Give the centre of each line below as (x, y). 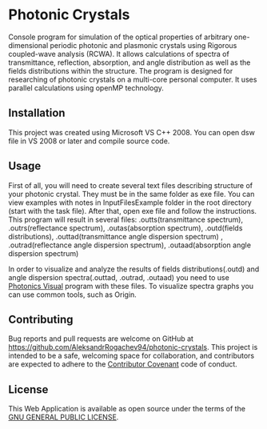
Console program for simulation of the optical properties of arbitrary (120, 37)
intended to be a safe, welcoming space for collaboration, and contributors (131, 356)
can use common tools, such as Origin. (73, 295)
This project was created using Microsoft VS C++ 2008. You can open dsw (132, 132)
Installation (37, 113)
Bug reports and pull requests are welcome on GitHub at (101, 339)
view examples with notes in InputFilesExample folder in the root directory (130, 202)
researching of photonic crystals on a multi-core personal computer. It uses (133, 79)
